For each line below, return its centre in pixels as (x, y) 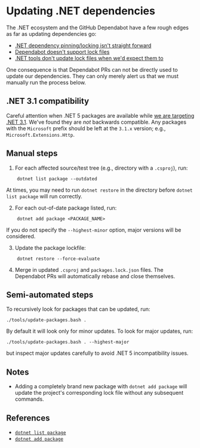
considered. (21, 236)
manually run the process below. (46, 82)
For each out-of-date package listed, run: (66, 208)
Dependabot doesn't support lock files (62, 51)
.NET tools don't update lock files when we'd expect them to (89, 58)
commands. (29, 399)
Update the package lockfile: (50, 248)
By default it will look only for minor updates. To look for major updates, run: (99, 331)
